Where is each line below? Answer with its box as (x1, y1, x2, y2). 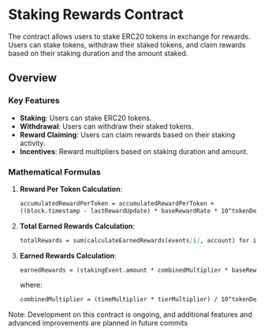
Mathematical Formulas (8, 166, 101, 177)
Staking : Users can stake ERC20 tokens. (19, 113, 152, 122)
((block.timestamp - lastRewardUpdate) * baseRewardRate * (19, 207, 218, 215)
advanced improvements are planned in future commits (8, 318, 188, 328)
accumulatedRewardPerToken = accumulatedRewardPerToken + (19, 199, 215, 207)
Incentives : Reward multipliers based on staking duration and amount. (19, 146, 248, 156)
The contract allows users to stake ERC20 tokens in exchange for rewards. (8, 32, 251, 41)
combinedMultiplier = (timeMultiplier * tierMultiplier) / (19, 295, 218, 303)
